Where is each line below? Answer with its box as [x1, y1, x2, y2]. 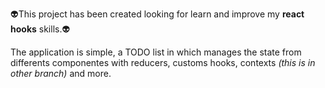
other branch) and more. [10, 68, 112, 79]
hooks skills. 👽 [10, 23, 71, 35]
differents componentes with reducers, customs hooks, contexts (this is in [10, 57, 316, 68]
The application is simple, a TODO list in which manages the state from [10, 46, 302, 58]
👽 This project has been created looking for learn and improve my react [10, 8, 305, 20]
